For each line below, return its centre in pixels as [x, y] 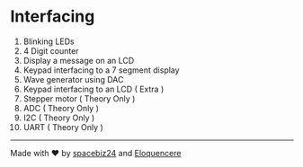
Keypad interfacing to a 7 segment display [101, 70]
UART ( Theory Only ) [63, 127]
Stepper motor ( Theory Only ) [79, 98]
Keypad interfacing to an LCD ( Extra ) [94, 89]
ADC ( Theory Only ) [61, 108]
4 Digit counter [51, 50]
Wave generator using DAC [73, 79]
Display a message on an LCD [79, 60]
